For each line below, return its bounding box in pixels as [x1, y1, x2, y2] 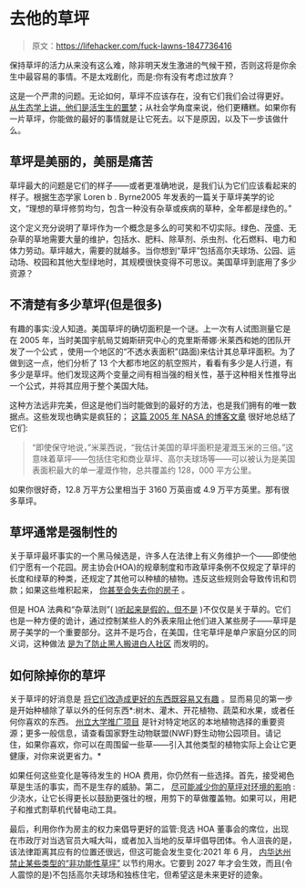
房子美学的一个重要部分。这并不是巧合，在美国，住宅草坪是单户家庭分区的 [9, 627, 289, 638]
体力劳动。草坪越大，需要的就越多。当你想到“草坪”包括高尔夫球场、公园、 [9, 245, 289, 256]
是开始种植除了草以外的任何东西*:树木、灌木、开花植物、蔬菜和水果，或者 [9, 705, 288, 716]
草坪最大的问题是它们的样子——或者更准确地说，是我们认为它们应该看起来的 [9, 180, 297, 191]
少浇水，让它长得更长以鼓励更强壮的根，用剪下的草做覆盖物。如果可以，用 [9, 793, 289, 804]
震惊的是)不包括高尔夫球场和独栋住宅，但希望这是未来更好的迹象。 [16, 869, 269, 881]
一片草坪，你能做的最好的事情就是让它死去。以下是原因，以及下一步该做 [9, 113, 280, 124]
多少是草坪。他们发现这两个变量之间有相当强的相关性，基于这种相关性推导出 [9, 369, 297, 380]
